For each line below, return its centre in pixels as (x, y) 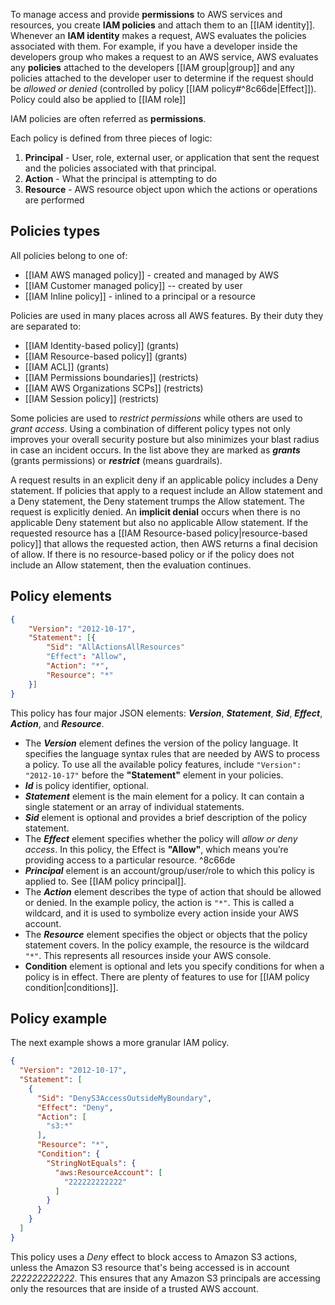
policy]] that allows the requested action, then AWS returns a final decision (164, 543)
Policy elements (61, 596)
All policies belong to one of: (69, 255)
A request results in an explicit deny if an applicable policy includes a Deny (164, 480)
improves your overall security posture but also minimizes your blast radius (165, 439)
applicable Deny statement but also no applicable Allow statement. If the (159, 522)
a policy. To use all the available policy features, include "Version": (163, 764)
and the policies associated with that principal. (120, 168)
